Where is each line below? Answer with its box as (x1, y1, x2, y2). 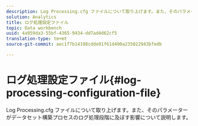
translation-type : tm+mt (6, 36, 67, 42)
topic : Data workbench (6, 25, 62, 31)
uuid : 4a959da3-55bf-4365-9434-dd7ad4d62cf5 (6, 30, 117, 36)
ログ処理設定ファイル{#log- (6, 74, 141, 87)
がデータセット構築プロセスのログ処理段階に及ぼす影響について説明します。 (6, 114, 192, 121)
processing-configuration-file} (6, 86, 161, 100)
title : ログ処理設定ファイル (6, 19, 69, 25)
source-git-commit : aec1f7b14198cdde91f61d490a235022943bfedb (6, 42, 162, 47)
